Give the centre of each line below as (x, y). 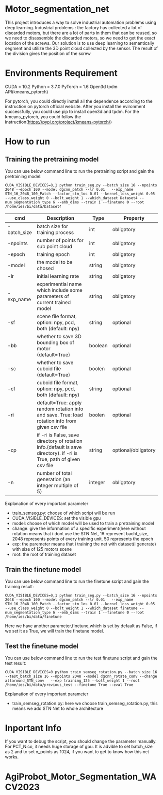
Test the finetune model (42, 646)
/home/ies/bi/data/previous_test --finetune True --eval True (69, 685)
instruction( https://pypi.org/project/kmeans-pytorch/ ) (58, 122)
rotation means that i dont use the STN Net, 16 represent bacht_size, (80, 533)
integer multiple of (57, 485)
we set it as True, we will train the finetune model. (55, 631)
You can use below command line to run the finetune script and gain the (77, 581)
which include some (59, 290)
